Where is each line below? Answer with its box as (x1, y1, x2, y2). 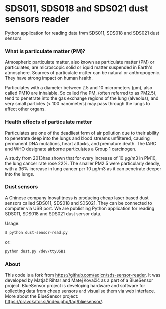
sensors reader (5, 13, 70, 25)
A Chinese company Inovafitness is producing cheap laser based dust (5, 195, 149, 201)
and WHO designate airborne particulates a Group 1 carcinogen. (5, 146, 137, 152)
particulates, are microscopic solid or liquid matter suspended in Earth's (5, 64, 153, 70)
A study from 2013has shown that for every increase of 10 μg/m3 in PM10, (5, 155, 157, 161)
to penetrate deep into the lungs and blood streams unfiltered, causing (5, 135, 150, 141)
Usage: (5, 220, 20, 226)
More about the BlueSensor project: (5, 293, 79, 299)
